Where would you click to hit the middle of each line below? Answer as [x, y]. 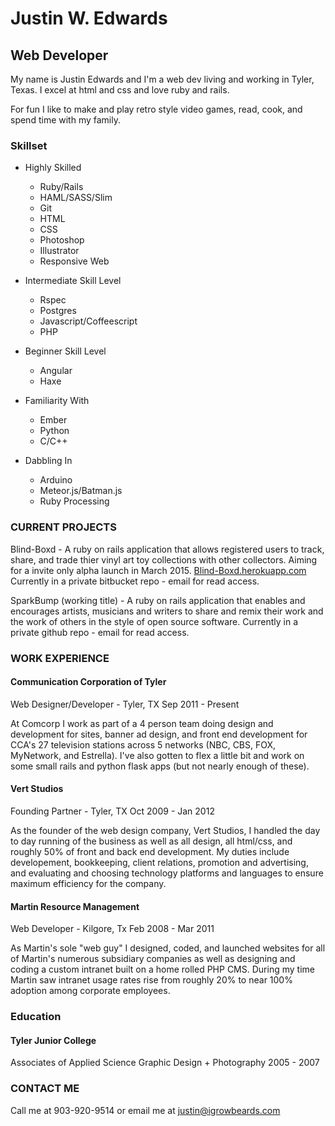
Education [36, 1017]
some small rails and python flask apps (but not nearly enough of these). [160, 766]
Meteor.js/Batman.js [81, 491]
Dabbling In [48, 461]
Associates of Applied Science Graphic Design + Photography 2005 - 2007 [165, 1063]
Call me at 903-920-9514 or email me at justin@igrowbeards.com [145, 1110]
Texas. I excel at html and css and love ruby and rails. [120, 90]
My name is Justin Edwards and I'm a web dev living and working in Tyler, [162, 79]
